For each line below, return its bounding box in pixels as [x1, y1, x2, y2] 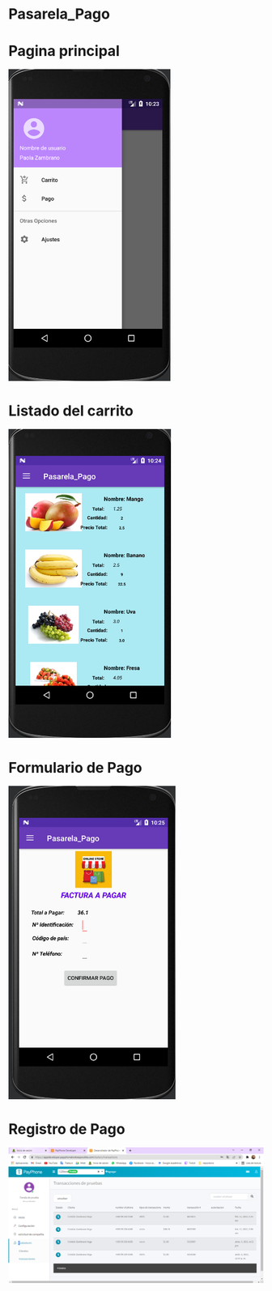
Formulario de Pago [8, 759, 143, 778]
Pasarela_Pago [8, 5, 111, 23]
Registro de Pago [8, 1120, 125, 1139]
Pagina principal [8, 42, 120, 61]
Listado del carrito [8, 402, 134, 420]
